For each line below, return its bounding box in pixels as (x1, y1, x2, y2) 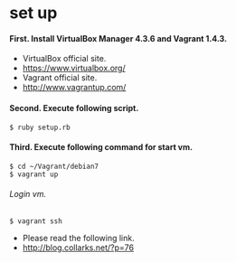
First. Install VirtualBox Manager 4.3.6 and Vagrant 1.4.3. (9, 33, 228, 43)
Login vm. (9, 189, 47, 200)
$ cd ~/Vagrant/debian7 (9, 162, 99, 171)
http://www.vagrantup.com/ (22, 82, 127, 93)
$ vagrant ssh (9, 217, 63, 226)
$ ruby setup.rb (9, 123, 71, 132)
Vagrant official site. (22, 72, 98, 83)
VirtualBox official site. (22, 53, 107, 64)
